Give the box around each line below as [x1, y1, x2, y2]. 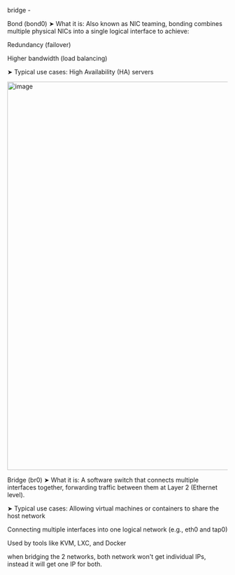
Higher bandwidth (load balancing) [7, 54, 108, 62]
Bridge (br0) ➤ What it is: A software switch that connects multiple [7, 476, 199, 484]
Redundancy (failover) [7, 41, 71, 48]
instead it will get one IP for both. [7, 560, 103, 568]
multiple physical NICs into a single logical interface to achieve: [7, 27, 190, 35]
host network [7, 512, 45, 520]
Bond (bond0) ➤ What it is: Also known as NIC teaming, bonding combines [7, 20, 222, 27]
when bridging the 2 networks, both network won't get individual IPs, [7, 553, 206, 560]
